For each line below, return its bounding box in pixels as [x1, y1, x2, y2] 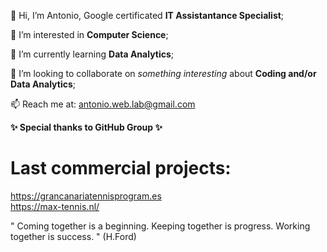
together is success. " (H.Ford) [10, 230, 137, 242]
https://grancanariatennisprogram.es [10, 190, 162, 202]
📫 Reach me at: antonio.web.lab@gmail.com [10, 98, 196, 110]
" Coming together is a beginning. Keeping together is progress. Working [10, 220, 311, 232]
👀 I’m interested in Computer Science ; [10, 29, 169, 40]
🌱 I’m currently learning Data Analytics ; [10, 48, 175, 60]
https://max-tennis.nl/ [10, 200, 100, 212]
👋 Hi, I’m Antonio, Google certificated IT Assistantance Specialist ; [10, 10, 285, 21]
